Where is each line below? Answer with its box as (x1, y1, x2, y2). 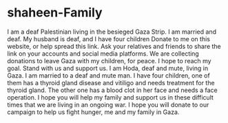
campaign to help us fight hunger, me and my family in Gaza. (7, 108, 180, 116)
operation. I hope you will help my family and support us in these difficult (7, 93, 214, 101)
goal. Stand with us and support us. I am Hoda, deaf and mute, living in (7, 64, 209, 72)
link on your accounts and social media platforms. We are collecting (7, 49, 200, 58)
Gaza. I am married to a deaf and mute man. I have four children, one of (7, 71, 210, 80)
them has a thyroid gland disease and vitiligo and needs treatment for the (7, 78, 215, 87)
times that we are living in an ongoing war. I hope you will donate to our (7, 100, 209, 109)
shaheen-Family (7, 5, 103, 21)
